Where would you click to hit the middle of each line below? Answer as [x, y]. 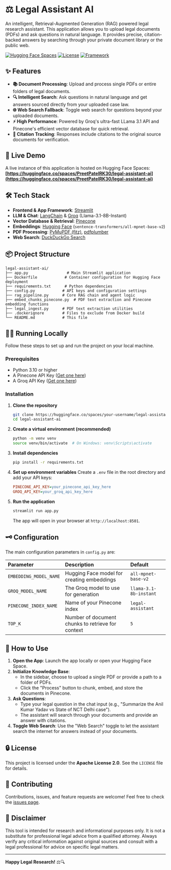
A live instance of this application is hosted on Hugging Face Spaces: [78, 168]
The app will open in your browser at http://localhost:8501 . [76, 520]
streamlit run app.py [35, 511]
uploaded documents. [36, 116]
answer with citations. [43, 720]
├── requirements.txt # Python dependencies [59, 287]
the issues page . [23, 802]
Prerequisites [22, 359]
